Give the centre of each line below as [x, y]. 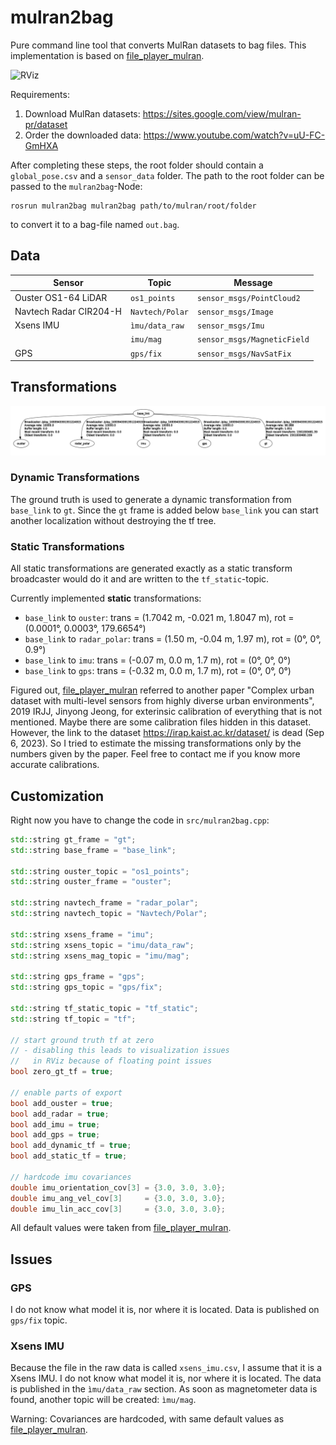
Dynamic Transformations [75, 478]
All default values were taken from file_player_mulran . [121, 1228]
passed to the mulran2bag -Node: [76, 186]
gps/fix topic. [39, 1320]
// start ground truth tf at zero [82, 1040]
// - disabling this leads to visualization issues [120, 1051]
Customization [57, 796]
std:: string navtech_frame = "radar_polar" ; [104, 903]
